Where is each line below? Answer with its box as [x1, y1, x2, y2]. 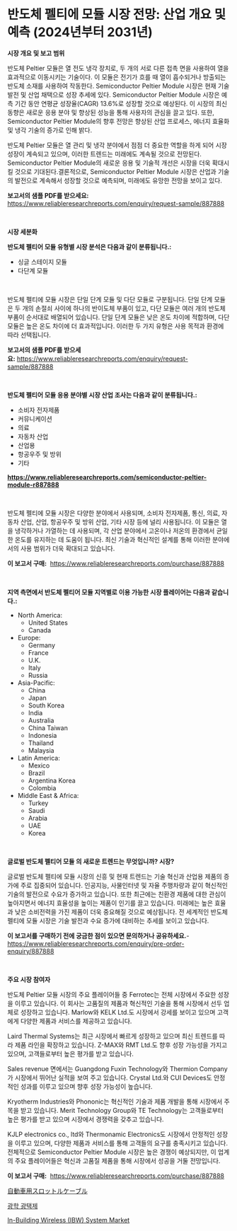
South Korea [28, 701, 65, 710]
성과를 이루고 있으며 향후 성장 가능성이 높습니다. [20, 1082, 153, 1090]
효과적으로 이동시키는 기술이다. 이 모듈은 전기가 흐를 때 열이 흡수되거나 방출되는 [7, 72, 226, 81]
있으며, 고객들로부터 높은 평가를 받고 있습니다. [7, 1049, 134, 1058]
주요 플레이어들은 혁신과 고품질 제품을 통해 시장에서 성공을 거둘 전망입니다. [14, 1156, 221, 1164]
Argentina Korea [28, 776, 76, 785]
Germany [28, 641, 55, 649]
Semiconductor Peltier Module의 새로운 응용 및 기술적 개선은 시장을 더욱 [7, 158, 211, 167]
